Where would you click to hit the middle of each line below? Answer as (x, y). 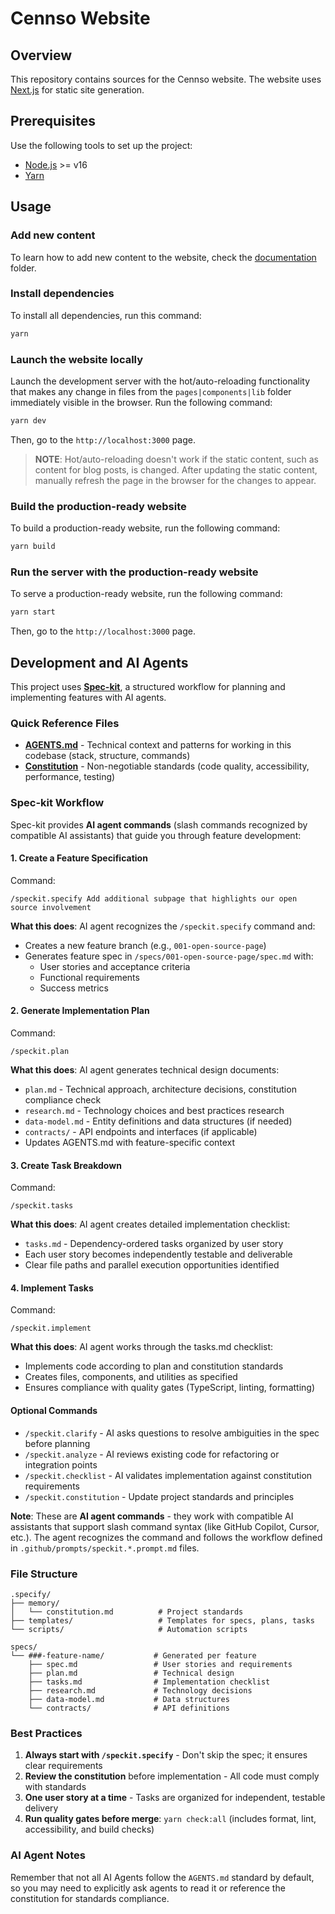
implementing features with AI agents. (88, 697)
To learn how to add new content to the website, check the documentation (163, 257)
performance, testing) (70, 777)
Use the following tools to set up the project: (101, 145)
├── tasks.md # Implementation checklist (149, 1682)
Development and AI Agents (99, 662)
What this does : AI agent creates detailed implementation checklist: (150, 1224)
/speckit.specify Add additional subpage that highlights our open (154, 898)
